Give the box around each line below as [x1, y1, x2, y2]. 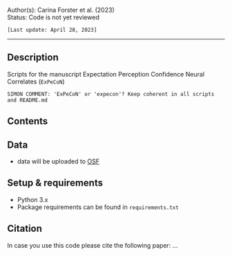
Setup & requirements [7, 177, 104, 189]
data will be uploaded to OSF [17, 157, 100, 166]
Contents [7, 115, 48, 127]
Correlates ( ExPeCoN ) [7, 77, 65, 86]
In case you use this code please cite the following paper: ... [7, 241, 178, 249]
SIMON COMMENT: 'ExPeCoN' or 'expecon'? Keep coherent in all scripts [7, 90, 215, 97]
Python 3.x [17, 195, 48, 204]
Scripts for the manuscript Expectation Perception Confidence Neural [7, 70, 205, 78]
